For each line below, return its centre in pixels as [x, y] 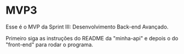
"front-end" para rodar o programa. [50, 45]
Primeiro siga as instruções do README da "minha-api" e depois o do [92, 38]
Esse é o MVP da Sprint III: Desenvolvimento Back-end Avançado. [87, 27]
